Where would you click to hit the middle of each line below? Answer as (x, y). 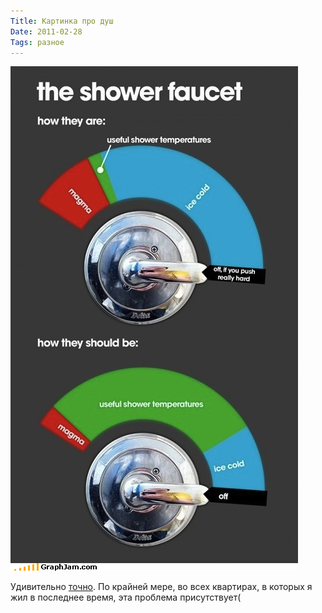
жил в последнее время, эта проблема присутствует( (126, 597)
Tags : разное (37, 42)
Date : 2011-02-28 (46, 31)
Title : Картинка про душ (62, 21)
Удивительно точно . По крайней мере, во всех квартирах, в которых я (161, 587)
